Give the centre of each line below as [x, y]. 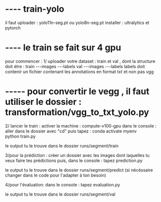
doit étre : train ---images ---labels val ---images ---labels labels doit [75, 66]
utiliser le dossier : [43, 102]
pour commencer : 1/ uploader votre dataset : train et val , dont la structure [80, 61]
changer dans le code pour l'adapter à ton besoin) [56, 175]
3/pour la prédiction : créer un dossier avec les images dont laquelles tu [78, 155]
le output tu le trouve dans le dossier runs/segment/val [60, 194]
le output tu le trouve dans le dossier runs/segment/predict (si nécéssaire [79, 170]
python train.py [20, 136]
